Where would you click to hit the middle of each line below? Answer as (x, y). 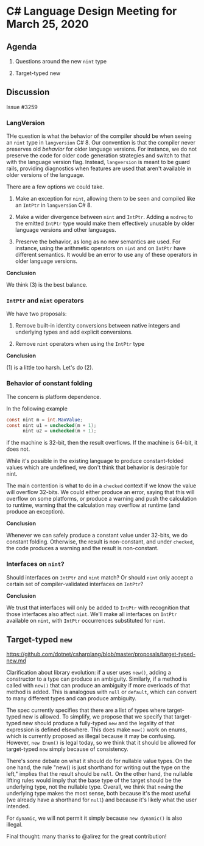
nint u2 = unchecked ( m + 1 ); (59, 431)
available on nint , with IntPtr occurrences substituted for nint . (86, 620)
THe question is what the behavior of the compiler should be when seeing (99, 136)
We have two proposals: (37, 314)
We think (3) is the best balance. (47, 285)
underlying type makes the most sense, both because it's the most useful (98, 794)
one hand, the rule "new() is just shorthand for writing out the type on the (98, 767)
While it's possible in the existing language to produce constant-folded (95, 461)
